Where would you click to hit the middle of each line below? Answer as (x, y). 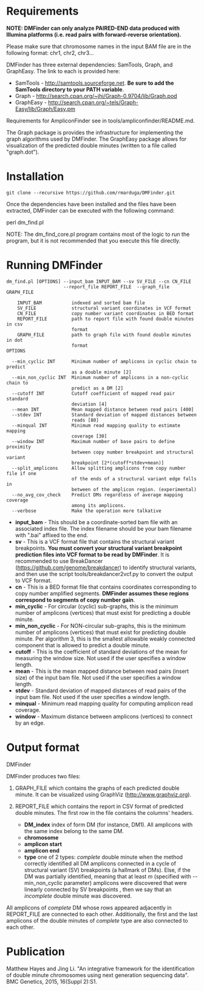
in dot (15, 340)
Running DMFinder (55, 265)
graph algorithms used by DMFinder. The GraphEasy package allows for (97, 139)
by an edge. (30, 723)
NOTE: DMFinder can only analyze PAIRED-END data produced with (93, 28)
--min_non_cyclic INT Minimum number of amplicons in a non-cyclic (100, 377)
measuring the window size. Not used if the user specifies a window (100, 658)
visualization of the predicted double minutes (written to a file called (91, 145)
